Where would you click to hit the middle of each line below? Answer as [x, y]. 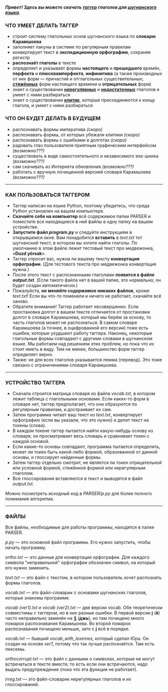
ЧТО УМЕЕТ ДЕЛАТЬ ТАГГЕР [42, 25]
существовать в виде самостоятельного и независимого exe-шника [85, 156]
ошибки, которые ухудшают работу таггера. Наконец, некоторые [82, 333]
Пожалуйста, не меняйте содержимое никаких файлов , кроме [81, 290]
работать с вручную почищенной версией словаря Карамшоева [81, 171]
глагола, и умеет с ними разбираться [52, 105]
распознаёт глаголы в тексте [44, 63]
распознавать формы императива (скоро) [57, 129]
